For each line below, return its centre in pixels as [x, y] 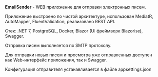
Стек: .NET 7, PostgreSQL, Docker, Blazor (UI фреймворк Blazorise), [74, 31]
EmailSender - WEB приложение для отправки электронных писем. [76, 7]
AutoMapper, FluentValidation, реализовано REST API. [60, 22]
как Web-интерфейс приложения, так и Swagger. [56, 60]
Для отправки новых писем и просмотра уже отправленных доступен [79, 55]
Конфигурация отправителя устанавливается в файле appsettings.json [78, 69]
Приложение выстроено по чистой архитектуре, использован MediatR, [79, 16]
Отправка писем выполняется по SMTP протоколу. [58, 45]
